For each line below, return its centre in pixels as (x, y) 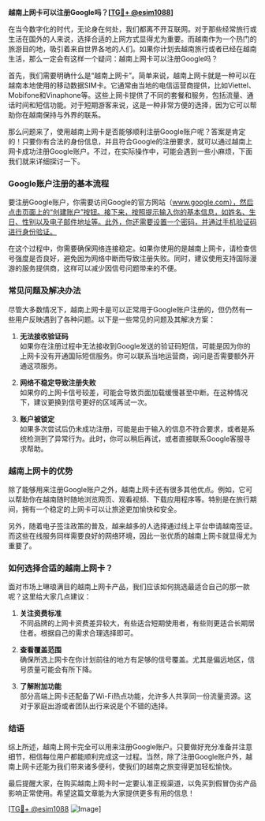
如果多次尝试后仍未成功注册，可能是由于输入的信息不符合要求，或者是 (134, 428)
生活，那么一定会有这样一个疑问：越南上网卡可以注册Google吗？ (113, 59)
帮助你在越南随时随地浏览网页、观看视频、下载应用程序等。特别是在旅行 (132, 499)
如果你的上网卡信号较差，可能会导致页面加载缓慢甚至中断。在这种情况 (134, 392)
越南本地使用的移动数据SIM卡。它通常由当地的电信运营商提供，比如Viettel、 (132, 85)
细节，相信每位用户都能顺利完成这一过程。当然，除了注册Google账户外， (127, 757)
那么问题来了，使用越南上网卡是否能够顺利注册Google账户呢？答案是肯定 (127, 132)
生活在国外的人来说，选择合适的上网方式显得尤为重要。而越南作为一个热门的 (132, 39)
